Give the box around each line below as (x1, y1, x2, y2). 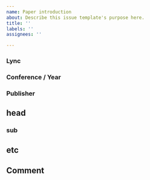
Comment (6, 165, 45, 176)
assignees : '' (6, 32, 42, 38)
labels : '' (6, 25, 34, 32)
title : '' (6, 20, 31, 26)
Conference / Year (6, 73, 62, 81)
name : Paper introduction (6, 8, 71, 15)
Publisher (6, 89, 35, 98)
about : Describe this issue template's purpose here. (6, 15, 145, 21)
